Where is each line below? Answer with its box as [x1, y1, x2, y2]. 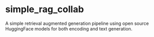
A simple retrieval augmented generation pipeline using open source [5, 20, 149, 26]
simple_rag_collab [5, 4, 84, 15]
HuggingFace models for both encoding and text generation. [5, 25, 133, 31]
